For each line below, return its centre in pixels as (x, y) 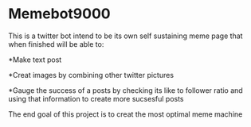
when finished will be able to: (56, 44)
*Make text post (35, 60)
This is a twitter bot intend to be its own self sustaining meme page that (125, 36)
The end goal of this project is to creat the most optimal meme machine (125, 114)
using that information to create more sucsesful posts (96, 98)
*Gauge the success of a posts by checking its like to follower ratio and (125, 90)
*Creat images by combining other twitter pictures (91, 75)
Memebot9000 (59, 14)
